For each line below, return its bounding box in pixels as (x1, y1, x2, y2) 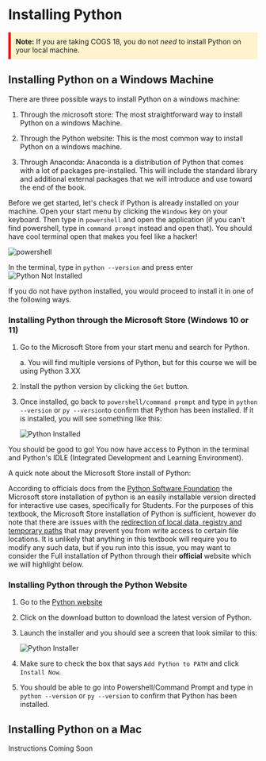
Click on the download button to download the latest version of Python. (19, 613, 252, 622)
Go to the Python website (19, 598, 103, 607)
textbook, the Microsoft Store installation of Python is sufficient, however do (8, 509, 256, 519)
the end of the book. (19, 183, 87, 192)
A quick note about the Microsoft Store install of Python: (8, 468, 192, 478)
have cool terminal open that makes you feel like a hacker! (8, 232, 198, 241)
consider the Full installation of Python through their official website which (8, 552, 252, 561)
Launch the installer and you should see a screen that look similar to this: (19, 628, 257, 638)
